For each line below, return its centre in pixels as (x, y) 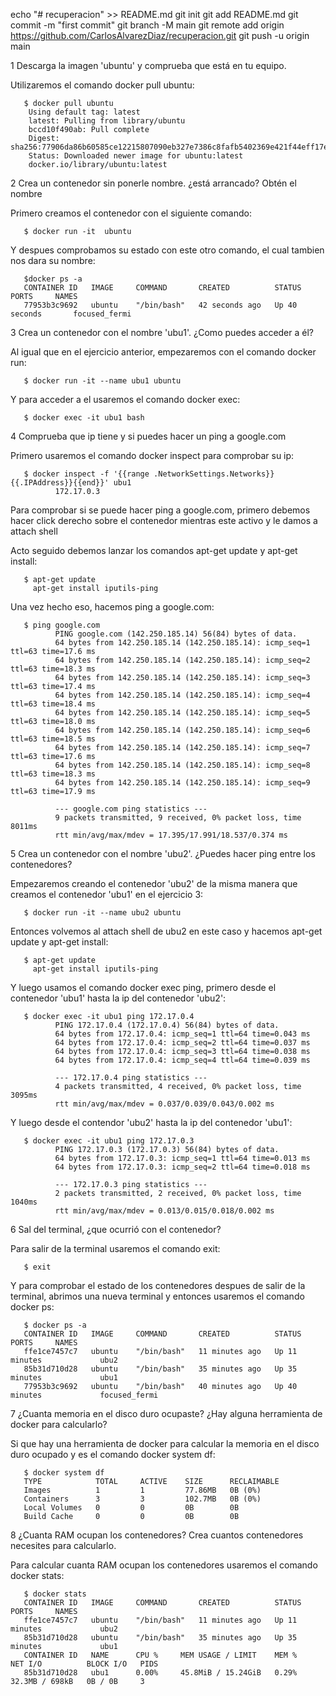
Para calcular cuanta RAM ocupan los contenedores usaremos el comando (164, 1565)
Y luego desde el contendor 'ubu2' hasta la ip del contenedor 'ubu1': (151, 1122)
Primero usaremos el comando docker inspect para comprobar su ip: (152, 455)
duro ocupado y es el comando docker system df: (113, 1454)
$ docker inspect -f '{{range (86, 474)
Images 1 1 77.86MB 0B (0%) (142, 1490)
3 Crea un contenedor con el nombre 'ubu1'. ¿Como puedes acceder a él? (162, 332)
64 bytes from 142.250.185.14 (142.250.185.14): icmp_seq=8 (182, 765)
